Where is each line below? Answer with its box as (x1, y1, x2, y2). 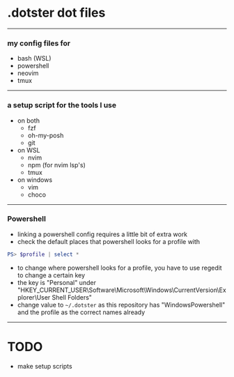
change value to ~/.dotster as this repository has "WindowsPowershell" (17, 300, 226, 309)
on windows (17, 176, 53, 184)
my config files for (7, 38, 71, 48)
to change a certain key (17, 270, 86, 279)
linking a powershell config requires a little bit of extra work (17, 230, 188, 238)
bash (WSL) (17, 54, 52, 63)
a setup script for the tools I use (7, 100, 117, 110)
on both (17, 116, 40, 125)
